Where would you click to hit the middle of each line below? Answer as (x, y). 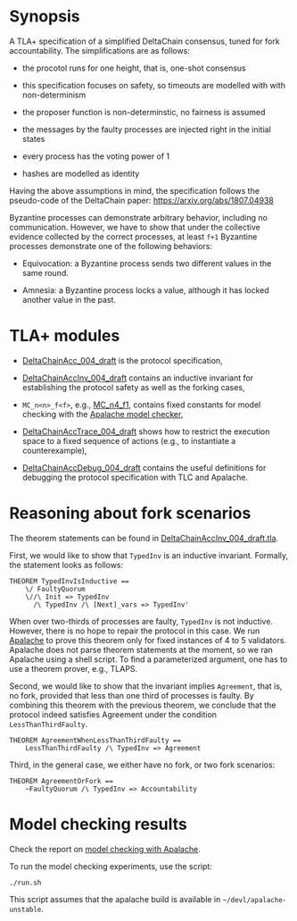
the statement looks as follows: (66, 565)
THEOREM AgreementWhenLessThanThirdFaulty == (95, 740)
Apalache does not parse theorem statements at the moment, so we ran (141, 649)
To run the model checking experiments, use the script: (111, 866)
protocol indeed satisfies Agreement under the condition (113, 714)
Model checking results (98, 825)
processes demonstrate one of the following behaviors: (111, 246)
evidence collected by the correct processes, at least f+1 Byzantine (133, 236)
